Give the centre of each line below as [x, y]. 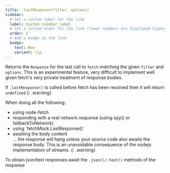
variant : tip [28, 52]
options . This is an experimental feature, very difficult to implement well [80, 72]
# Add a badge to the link [38, 38]
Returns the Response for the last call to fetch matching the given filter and [84, 67]
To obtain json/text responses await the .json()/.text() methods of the [80, 159]
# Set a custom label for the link [47, 19]
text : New [25, 48]
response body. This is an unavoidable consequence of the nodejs [82, 144]
